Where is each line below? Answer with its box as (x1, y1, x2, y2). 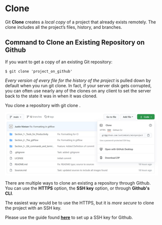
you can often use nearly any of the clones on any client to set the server (5, 88, 151, 94)
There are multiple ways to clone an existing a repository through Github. (5, 180, 151, 186)
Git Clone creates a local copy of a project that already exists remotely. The (5, 19, 156, 25)
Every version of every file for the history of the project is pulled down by (5, 77, 151, 83)
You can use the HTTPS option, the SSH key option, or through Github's (5, 186, 150, 191)
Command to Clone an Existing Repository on (5, 38, 145, 47)
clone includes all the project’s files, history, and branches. (5, 24, 122, 30)
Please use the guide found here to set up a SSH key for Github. (5, 215, 133, 221)
